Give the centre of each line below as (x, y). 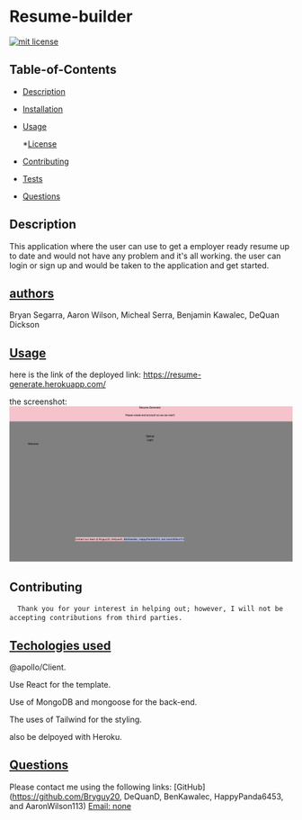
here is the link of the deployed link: (75, 374)
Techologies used (60, 645)
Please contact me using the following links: (91, 787)
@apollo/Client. (38, 667)
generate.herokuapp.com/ (58, 384)
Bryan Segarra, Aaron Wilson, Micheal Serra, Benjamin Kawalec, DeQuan (145, 315)
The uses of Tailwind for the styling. (75, 719)
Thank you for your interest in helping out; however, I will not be (150, 609)
